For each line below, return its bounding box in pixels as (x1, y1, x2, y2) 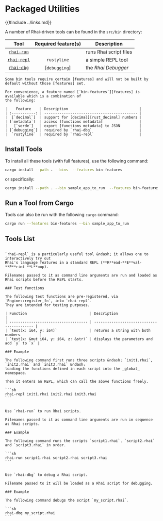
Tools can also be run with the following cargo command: (5, 212, 119, 218)
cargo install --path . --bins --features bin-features (5, 167, 123, 172)
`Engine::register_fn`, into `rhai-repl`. (5, 298, 92, 303)
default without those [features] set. (5, 81, 86, 86)
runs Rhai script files (85, 49, 132, 55)
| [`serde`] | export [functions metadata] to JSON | (5, 123, 142, 128)
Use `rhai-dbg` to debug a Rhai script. (5, 472, 88, 477)
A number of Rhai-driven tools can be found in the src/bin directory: (5, 29, 142, 34)
